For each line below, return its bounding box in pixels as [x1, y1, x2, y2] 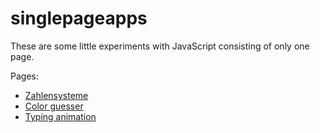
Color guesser [24, 100, 84, 112]
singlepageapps [10, 7, 148, 30]
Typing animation [24, 110, 97, 122]
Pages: [10, 70, 39, 82]
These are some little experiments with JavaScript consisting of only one [10, 40, 310, 52]
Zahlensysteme [24, 89, 89, 101]
